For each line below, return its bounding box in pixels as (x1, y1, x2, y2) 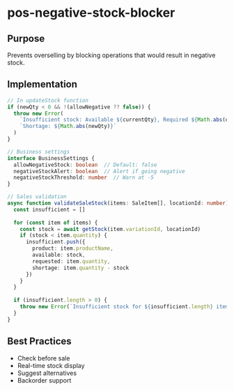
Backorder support (17, 376, 72, 384)
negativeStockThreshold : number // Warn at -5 (13, 174, 155, 182)
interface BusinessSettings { (7, 154, 95, 161)
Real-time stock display (17, 361, 85, 369)
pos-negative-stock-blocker (7, 5, 175, 21)
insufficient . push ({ (25, 239, 86, 246)
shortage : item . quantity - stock (32, 264, 130, 271)
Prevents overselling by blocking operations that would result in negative (7, 51, 216, 59)
